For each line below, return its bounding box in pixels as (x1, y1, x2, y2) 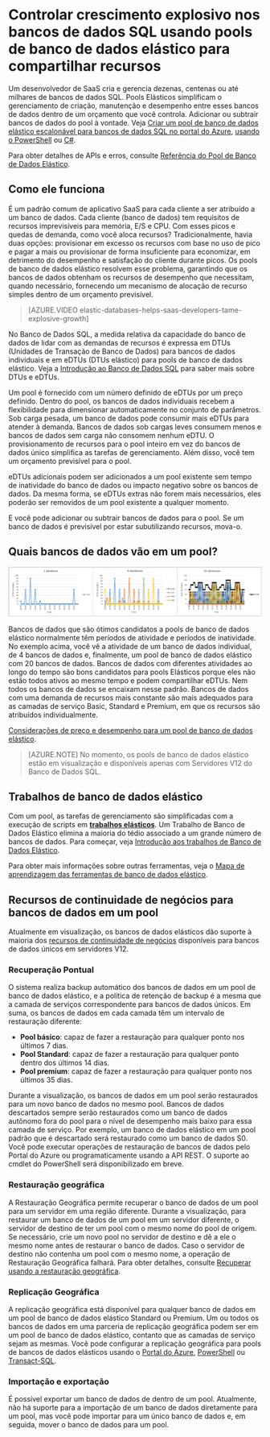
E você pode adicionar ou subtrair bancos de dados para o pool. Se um (8, 513, 244, 523)
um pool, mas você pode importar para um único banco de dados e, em (8, 1411, 246, 1421)
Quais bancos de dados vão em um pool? (8, 545, 219, 559)
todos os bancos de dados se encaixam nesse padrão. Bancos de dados (8, 684, 249, 694)
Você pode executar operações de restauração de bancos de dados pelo (8, 1142, 251, 1152)
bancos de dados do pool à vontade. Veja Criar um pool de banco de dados (8, 118, 259, 127)
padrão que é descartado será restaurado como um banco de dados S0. (8, 1133, 248, 1143)
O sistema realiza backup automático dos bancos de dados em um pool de (8, 983, 256, 992)
